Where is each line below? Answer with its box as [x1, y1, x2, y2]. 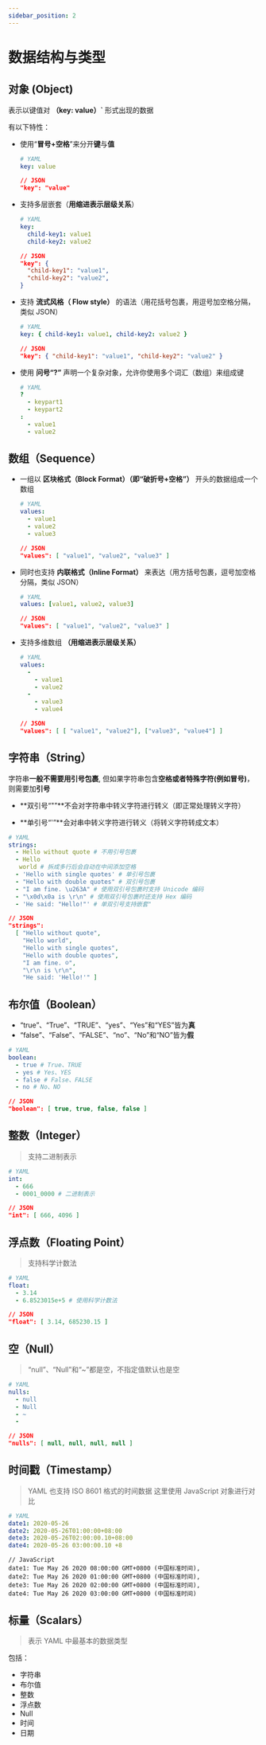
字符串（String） [8, 751, 92, 765]
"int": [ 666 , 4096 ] [8, 1211, 80, 1219]
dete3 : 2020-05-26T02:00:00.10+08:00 [8, 1534, 133, 1542]
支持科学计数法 [27, 1258, 77, 1267]
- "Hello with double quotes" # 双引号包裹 [15, 878, 156, 886]
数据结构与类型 [8, 49, 106, 66]
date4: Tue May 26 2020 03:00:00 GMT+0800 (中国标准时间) [8, 1590, 197, 1598]
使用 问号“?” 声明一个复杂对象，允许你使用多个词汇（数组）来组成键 [19, 367, 245, 377]
